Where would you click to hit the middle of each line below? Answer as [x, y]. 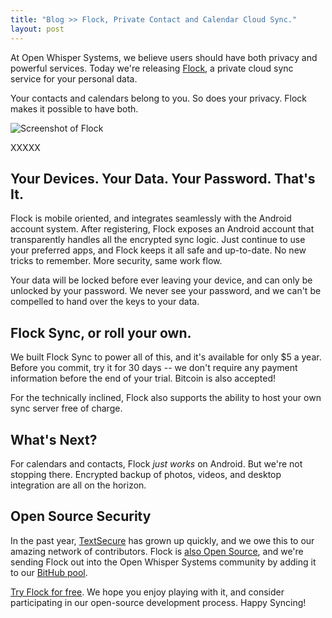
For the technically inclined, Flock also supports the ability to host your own [166, 398]
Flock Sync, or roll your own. [101, 332]
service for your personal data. [74, 78]
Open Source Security [81, 516]
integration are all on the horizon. [78, 485]
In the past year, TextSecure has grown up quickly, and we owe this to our [162, 540]
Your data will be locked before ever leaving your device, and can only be [161, 280]
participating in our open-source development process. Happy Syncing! [158, 602]
